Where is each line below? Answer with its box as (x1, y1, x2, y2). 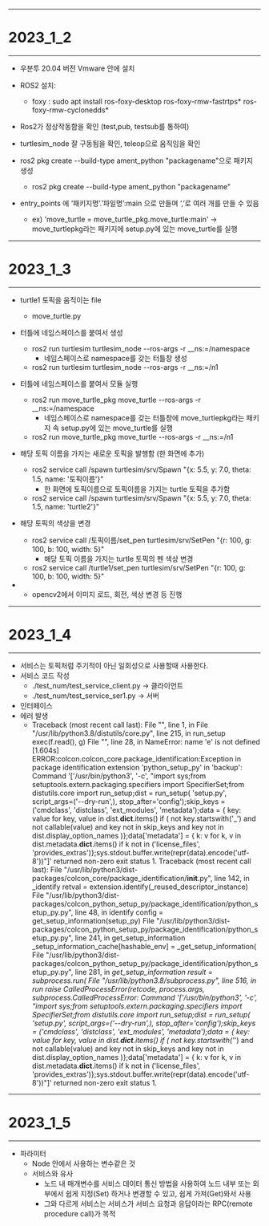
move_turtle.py (31, 311, 82, 321)
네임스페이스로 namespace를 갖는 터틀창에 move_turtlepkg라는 (43, 412, 245, 422)
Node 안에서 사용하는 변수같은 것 (31, 1159, 136, 1168)
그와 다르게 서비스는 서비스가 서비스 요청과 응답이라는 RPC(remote (43, 1199, 253, 1208)
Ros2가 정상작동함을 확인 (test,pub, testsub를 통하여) (19, 121, 190, 131)
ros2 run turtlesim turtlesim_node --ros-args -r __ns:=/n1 (31, 362, 219, 371)
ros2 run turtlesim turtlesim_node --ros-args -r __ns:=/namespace (31, 343, 251, 353)
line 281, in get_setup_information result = (74, 967, 214, 976)
